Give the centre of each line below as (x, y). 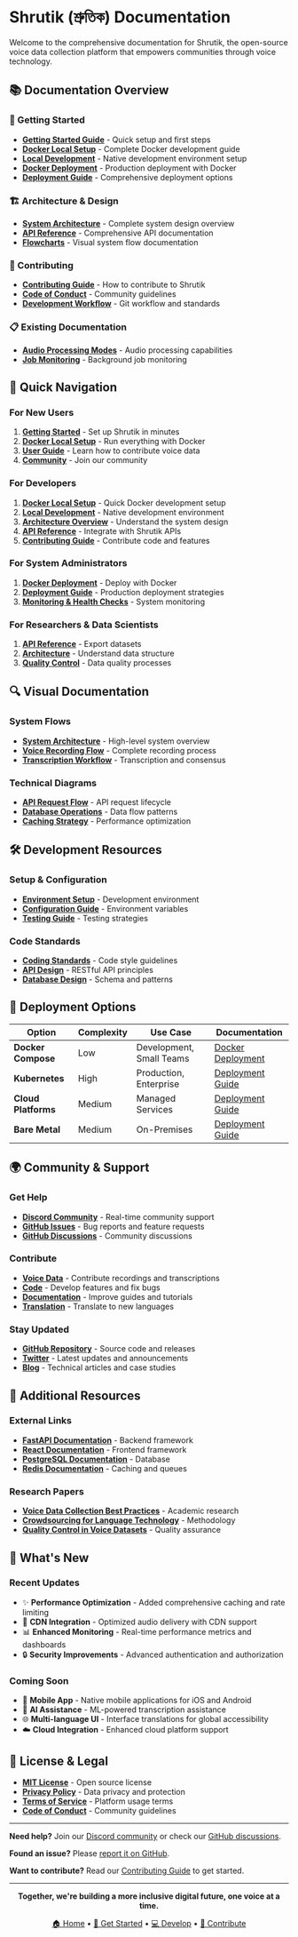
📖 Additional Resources (75, 1395)
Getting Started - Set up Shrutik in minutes (101, 432)
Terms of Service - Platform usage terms (98, 1801)
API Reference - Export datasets (82, 644)
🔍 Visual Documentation (79, 692)
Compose (35, 1058)
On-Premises (165, 1129)
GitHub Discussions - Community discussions (107, 1236)
